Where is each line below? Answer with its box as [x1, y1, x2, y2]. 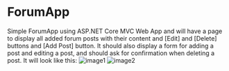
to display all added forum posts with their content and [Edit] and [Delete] [7, 34, 217, 42]
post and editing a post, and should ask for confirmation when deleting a [7, 49, 215, 57]
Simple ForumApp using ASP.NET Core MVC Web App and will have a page [7, 27, 223, 35]
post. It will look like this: [7, 56, 78, 64]
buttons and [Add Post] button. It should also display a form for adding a [7, 41, 214, 50]
